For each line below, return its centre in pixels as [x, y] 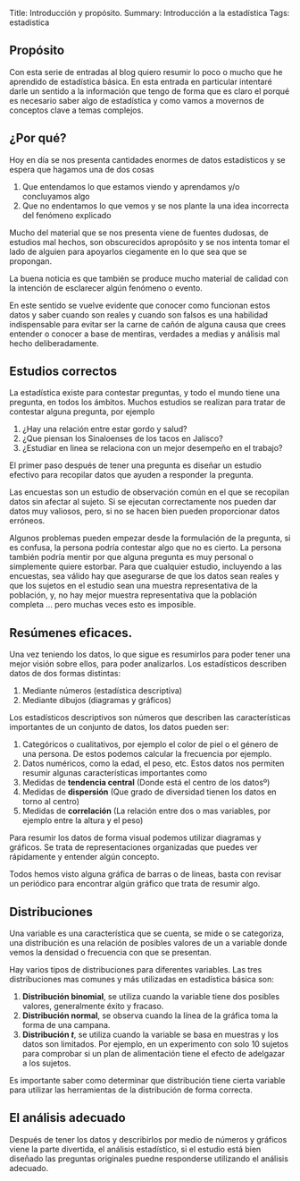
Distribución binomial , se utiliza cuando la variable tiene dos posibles [150, 997]
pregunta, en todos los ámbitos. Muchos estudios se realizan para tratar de [147, 403]
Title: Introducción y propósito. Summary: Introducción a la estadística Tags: [150, 13]
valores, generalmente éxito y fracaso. [93, 1007]
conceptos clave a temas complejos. [77, 110]
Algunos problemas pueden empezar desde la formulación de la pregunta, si [150, 538]
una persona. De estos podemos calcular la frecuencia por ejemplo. [147, 754]
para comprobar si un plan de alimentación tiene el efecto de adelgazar [154, 1054]
